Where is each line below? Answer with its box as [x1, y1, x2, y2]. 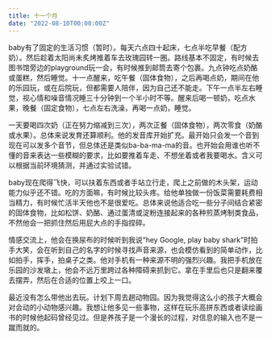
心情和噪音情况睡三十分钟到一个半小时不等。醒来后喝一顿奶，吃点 [29, 93, 248, 102]
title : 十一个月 [8, 11, 58, 20]
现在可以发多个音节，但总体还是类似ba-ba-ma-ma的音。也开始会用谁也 [8, 140, 246, 150]
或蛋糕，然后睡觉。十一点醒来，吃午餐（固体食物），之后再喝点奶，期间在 [8, 73, 252, 82]
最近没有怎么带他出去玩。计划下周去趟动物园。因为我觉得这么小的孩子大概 [8, 292, 256, 302]
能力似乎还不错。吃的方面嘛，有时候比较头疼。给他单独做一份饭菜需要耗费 [8, 187, 256, 197]
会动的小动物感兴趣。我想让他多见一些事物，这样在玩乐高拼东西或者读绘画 [15, 302, 263, 312]
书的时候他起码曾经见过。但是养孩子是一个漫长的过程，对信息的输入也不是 [8, 312, 256, 322]
